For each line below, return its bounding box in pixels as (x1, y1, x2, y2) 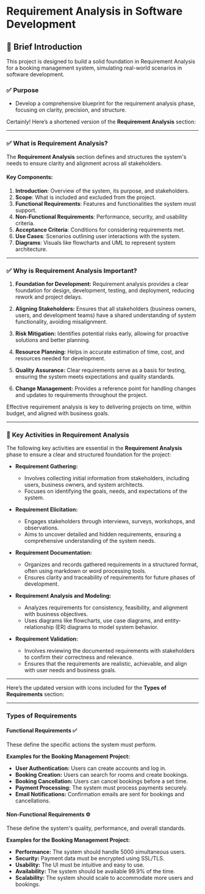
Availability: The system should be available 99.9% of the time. (15, 867, 176, 874)
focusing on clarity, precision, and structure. (15, 106, 127, 114)
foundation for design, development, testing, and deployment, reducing (15, 287, 195, 294)
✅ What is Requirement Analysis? (6, 139, 108, 148)
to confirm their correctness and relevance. (24, 653, 134, 661)
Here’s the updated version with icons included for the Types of (6, 684, 167, 691)
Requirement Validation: (15, 635, 78, 642)
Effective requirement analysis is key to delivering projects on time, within (6, 403, 192, 410)
